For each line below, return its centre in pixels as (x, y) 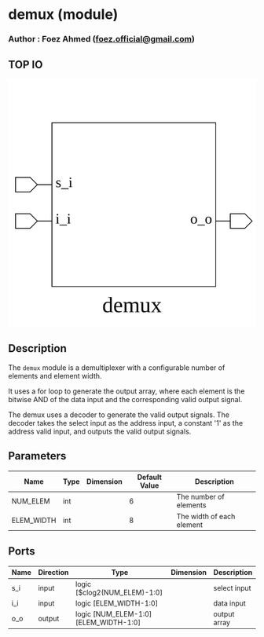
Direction (53, 573)
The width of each (206, 516)
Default (150, 478)
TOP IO (26, 64)
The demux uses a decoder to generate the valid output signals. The (119, 415)
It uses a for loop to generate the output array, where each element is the (126, 391)
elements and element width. (55, 375)
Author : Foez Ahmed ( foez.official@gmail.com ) (101, 39)
